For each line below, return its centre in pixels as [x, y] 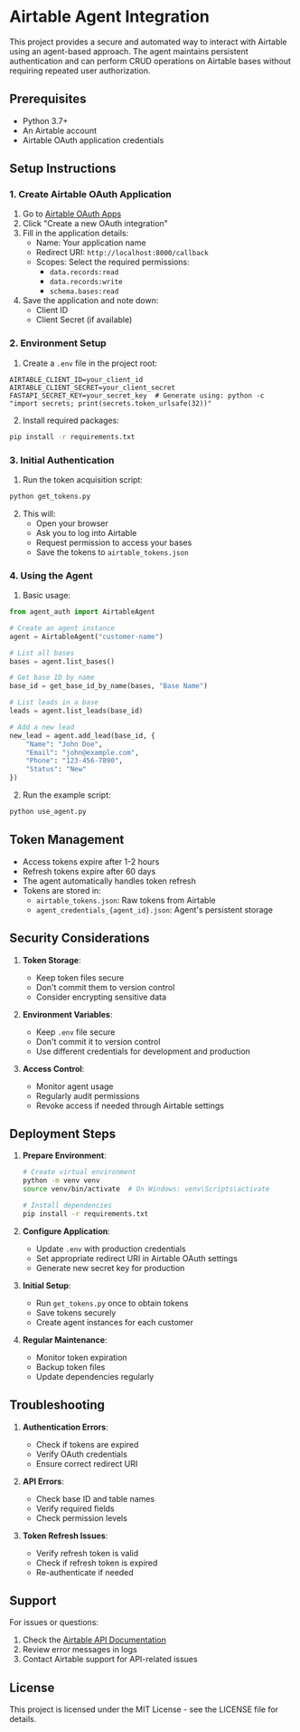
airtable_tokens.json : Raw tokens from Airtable [126, 900]
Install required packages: [70, 420]
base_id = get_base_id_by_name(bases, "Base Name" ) [108, 686]
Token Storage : [52, 960]
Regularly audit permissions [88, 1096]
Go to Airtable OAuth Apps [72, 214]
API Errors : [43, 1481]
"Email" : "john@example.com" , [83, 752]
